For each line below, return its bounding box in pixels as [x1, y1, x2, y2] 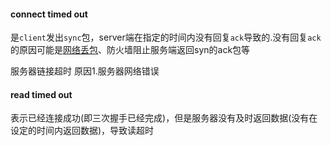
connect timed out [10, 8, 88, 20]
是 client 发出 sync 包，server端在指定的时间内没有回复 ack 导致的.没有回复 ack [10, 31, 322, 44]
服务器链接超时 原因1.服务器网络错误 [10, 65, 160, 77]
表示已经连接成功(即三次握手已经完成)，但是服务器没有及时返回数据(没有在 [10, 112, 318, 124]
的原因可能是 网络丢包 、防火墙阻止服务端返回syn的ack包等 [10, 44, 251, 56]
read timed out [10, 88, 73, 100]
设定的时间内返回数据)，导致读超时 [10, 125, 155, 137]
